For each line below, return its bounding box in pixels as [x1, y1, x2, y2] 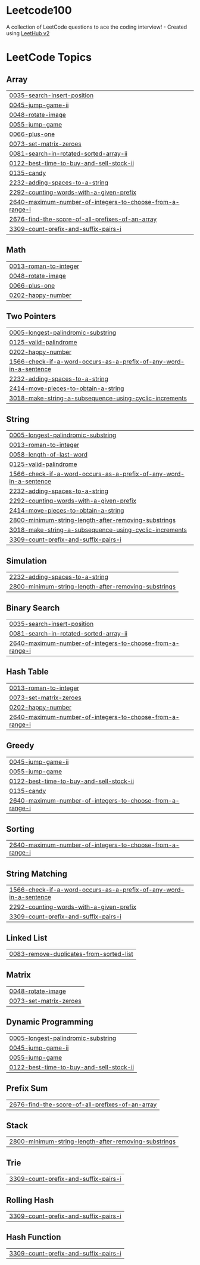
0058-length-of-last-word [9, 451, 88, 459]
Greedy [6, 741, 35, 751]
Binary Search [6, 603, 60, 613]
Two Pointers [6, 311, 57, 322]
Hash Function [6, 1232, 61, 1242]
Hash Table [6, 667, 49, 677]
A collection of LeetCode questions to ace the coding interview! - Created [6, 23, 187, 30]
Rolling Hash [6, 1195, 54, 1205]
